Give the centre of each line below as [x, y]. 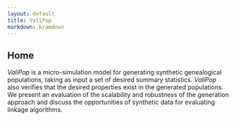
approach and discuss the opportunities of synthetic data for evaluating [111, 102]
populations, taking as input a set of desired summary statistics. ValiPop [112, 80]
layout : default [31, 14]
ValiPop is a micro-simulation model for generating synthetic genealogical [114, 72]
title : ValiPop [30, 20]
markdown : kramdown [36, 27]
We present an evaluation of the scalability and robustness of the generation [118, 95]
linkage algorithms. [35, 110]
